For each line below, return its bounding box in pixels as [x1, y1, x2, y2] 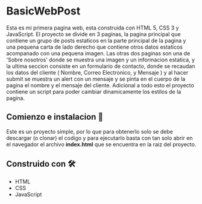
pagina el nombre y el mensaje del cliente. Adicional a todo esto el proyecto [6, 81, 194, 88]
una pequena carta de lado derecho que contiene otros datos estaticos [6, 43, 183, 51]
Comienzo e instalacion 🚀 [6, 112, 104, 122]
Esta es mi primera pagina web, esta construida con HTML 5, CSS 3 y [6, 24, 179, 31]
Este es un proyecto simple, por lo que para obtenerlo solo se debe [6, 128, 173, 135]
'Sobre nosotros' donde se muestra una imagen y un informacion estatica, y [6, 56, 195, 63]
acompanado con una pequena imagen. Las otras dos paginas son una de [6, 49, 191, 57]
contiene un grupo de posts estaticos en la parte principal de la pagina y [6, 37, 186, 44]
